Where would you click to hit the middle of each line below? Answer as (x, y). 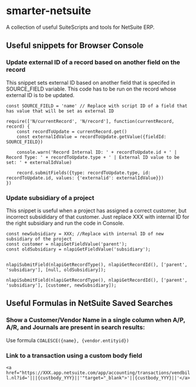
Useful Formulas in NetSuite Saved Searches (89, 303)
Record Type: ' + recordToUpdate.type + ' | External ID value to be (93, 157)
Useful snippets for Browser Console (75, 46)
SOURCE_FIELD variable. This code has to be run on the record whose (91, 89)
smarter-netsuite (49, 11)
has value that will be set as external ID (60, 111)
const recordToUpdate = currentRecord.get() (72, 131)
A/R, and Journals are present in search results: (76, 328)
